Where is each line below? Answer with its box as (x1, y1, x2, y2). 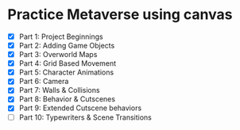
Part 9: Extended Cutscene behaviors (18, 103, 142, 113)
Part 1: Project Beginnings (18, 32, 104, 41)
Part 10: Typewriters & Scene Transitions (18, 113, 152, 122)
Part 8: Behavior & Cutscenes (18, 94, 116, 104)
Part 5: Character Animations (18, 67, 114, 77)
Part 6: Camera (18, 77, 69, 86)
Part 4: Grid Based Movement (18, 59, 117, 68)
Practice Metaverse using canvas (7, 6, 233, 24)
